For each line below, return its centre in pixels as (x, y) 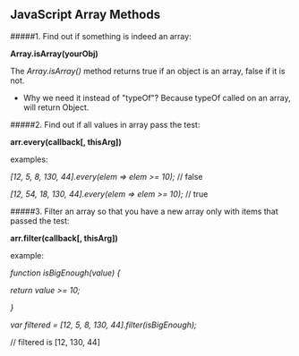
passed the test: (40, 220)
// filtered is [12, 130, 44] (56, 342)
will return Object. (56, 107)
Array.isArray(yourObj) (55, 54)
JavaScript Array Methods (85, 15)
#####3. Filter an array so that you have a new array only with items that (144, 211)
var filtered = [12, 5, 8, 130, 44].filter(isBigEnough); (104, 325)
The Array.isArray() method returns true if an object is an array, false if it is (148, 71)
